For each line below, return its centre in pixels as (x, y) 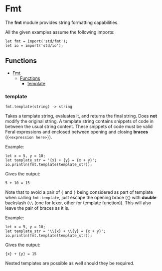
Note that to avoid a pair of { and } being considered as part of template (79, 192)
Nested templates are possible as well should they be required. (70, 263)
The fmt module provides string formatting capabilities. (62, 22)
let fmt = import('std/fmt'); (37, 41)
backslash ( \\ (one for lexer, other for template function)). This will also (78, 203)
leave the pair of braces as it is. (37, 208)
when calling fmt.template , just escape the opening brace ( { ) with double (81, 198)
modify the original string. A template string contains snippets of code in (79, 121)
